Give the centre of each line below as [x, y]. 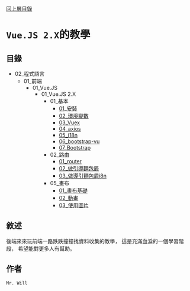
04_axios [70, 129]
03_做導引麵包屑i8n [83, 176]
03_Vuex [69, 122]
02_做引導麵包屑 [79, 168]
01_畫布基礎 [73, 190]
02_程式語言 [30, 74]
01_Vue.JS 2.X [59, 94]
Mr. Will [17, 283]
